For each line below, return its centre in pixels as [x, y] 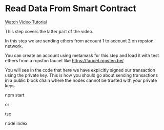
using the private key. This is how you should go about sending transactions [82, 75]
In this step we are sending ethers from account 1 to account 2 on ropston [79, 41]
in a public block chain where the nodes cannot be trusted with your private [81, 80]
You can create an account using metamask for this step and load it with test [82, 55]
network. [14, 46]
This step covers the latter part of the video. [49, 31]
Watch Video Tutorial [26, 22]
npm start [15, 95]
